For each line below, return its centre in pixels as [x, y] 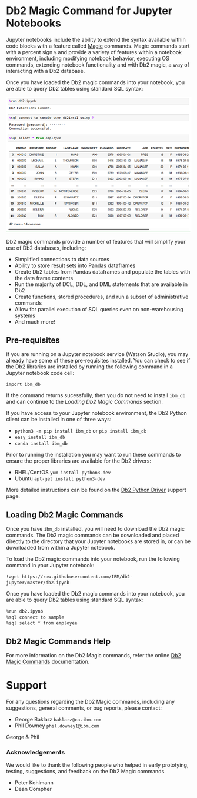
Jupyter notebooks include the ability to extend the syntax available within [96, 39]
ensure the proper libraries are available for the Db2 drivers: [79, 461]
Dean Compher [33, 789]
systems [25, 315]
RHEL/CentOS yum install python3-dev [63, 473]
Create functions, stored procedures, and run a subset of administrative [101, 297]
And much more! [35, 321]
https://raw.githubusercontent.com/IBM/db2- [77, 577]
